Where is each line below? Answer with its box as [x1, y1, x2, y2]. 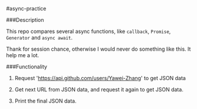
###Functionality [6, 63, 47, 70]
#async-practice [6, 5, 47, 12]
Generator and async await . [6, 34, 73, 41]
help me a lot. [6, 52, 40, 58]
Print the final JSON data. [14, 97, 77, 104]
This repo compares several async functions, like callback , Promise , [6, 28, 171, 35]
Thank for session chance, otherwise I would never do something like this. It [6, 45, 191, 52]
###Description [6, 16, 44, 23]
